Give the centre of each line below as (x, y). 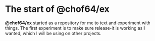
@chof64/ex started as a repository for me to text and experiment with (78, 23)
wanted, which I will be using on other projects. (53, 33)
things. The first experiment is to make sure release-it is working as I (75, 28)
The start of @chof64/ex (57, 9)
